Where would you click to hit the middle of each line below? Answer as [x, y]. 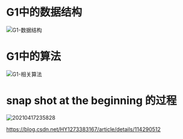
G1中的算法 [34, 57]
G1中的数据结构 [44, 12]
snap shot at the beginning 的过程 [91, 101]
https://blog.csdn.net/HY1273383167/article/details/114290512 [83, 129]
